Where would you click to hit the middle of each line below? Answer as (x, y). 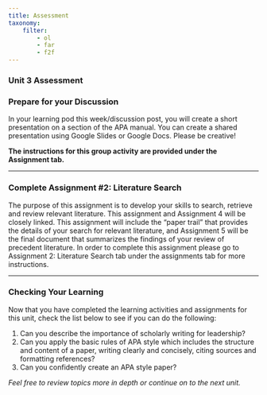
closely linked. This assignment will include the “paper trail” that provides (128, 222)
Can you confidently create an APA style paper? (98, 367)
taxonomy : (25, 23)
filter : (35, 30)
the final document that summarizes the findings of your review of (116, 238)
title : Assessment (39, 15)
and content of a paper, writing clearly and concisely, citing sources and (138, 350)
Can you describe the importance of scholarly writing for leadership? (133, 333)
